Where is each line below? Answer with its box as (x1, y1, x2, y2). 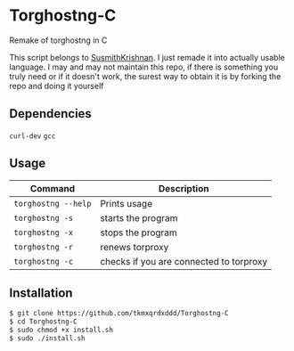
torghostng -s (13, 213, 74, 223)
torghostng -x (13, 227, 74, 237)
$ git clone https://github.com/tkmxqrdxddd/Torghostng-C (9, 309, 229, 318)
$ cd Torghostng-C (9, 317, 78, 326)
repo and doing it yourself (9, 80, 104, 91)
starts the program (100, 211, 178, 224)
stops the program (100, 226, 178, 239)
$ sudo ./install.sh (9, 334, 86, 343)
